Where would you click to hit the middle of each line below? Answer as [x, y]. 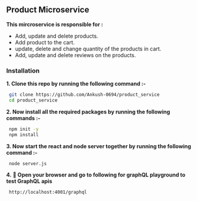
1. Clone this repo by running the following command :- [76, 84]
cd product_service [33, 100]
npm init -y [24, 129]
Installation [23, 70]
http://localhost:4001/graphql [48, 192]
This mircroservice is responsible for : [55, 24]
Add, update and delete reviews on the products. [75, 55]
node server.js [28, 163]
